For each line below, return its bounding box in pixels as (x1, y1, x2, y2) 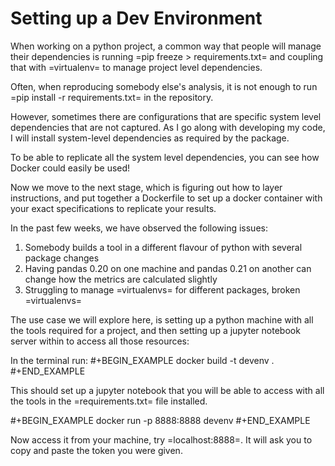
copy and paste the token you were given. (10, 444, 183, 456)
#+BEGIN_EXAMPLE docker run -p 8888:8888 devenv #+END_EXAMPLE (10, 414, 311, 426)
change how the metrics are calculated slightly (24, 273, 218, 285)
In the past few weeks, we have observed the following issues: (10, 222, 268, 234)
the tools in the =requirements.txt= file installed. (10, 395, 208, 407)
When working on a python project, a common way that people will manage (10, 40, 322, 52)
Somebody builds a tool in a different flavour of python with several (24, 241, 303, 253)
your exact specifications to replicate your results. (10, 202, 217, 214)
